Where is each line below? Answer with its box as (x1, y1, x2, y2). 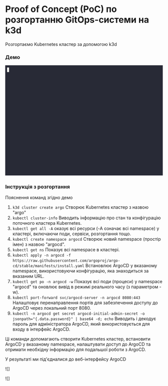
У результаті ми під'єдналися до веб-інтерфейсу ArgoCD (5, 356, 126, 363)
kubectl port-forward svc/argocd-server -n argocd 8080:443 (12, 296, 140, 301)
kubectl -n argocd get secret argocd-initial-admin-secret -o (12, 311, 145, 317)
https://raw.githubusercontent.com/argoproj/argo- (12, 258, 120, 263)
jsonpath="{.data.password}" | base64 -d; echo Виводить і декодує (12, 316, 156, 322)
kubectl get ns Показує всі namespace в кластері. (12, 247, 120, 253)
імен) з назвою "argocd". (12, 241, 65, 248)
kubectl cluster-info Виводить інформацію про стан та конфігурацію (12, 215, 161, 221)
